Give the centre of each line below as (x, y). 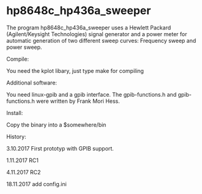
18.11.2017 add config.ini (37, 184)
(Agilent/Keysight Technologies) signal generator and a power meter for (97, 34)
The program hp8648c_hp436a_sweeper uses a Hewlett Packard (89, 28)
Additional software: (32, 83)
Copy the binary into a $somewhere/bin (56, 125)
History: (16, 136)
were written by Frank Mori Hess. (78, 101)
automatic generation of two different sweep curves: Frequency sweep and (101, 40)
